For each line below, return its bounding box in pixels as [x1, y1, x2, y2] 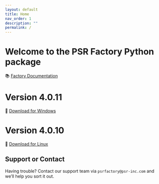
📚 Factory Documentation [5, 73, 58, 79]
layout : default [5, 7, 38, 12]
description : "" [5, 20, 38, 26]
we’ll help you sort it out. [5, 173, 54, 179]
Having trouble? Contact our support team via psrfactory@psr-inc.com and [5, 168, 155, 174]
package [5, 56, 41, 68]
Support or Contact [5, 155, 65, 164]
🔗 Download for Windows [5, 108, 56, 113]
